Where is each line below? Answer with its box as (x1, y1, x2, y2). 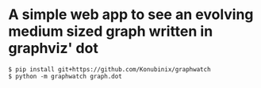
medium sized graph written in (8, 22, 213, 40)
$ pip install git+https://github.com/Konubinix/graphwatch (8, 65, 212, 73)
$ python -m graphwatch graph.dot (8, 72, 123, 80)
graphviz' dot (8, 40, 99, 57)
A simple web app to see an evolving (8, 6, 254, 24)
